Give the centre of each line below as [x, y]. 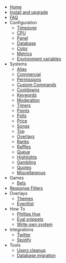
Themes [25, 198]
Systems [18, 64]
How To [17, 209]
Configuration [23, 22]
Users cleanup [31, 250]
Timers [24, 105]
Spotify [24, 240]
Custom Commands [36, 85]
